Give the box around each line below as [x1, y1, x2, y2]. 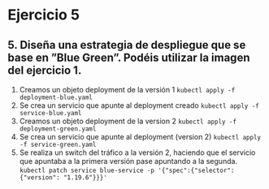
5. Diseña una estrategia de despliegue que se [7, 38, 246, 52]
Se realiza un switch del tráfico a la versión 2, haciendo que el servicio [19, 148, 256, 157]
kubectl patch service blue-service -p [19, 166, 155, 174]
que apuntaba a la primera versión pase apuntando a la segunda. [19, 157, 237, 165]
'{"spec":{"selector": [157, 166, 235, 174]
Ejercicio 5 [7, 6, 80, 24]
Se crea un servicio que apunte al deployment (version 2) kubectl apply [19, 132, 262, 141]
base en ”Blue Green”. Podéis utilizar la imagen [7, 50, 250, 64]
